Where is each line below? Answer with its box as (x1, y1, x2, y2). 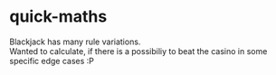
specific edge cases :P (9, 55, 95, 66)
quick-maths (9, 6, 108, 27)
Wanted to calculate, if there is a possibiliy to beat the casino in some (9, 45, 268, 56)
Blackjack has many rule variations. (9, 36, 141, 47)
